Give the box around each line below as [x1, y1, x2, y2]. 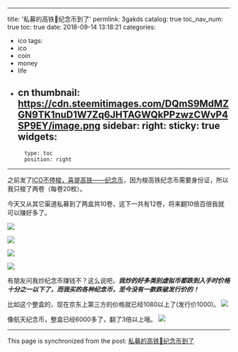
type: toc [24, 150, 53, 157]
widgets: [17, 131, 58, 143]
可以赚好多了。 [7, 208, 51, 217]
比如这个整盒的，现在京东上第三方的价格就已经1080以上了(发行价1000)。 [7, 300, 220, 308]
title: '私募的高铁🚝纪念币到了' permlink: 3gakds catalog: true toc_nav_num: [7, 15, 224, 23]
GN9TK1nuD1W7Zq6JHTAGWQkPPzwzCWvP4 [17, 109, 228, 121]
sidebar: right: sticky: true [102, 120, 220, 132]
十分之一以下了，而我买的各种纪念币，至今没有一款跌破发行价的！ [7, 285, 199, 293]
